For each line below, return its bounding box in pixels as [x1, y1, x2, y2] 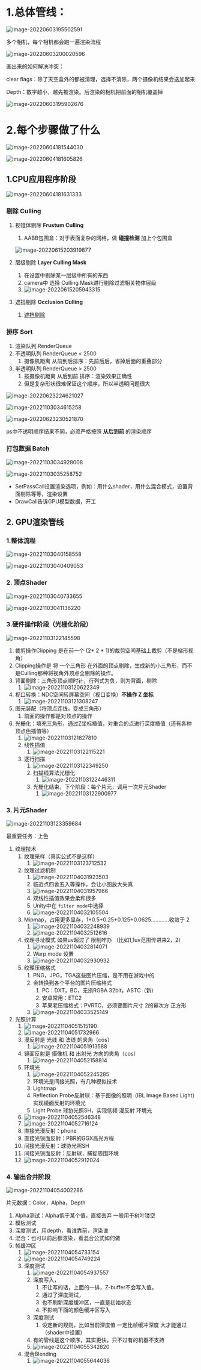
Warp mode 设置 [32, 950, 74, 957]
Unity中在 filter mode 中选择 [32, 902, 104, 909]
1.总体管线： [6, 5, 67, 19]
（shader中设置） [41, 1329, 86, 1336]
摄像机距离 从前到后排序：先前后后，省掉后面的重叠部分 [23, 358, 163, 365]
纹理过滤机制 [23, 867, 56, 874]
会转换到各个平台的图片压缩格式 [32, 979, 112, 986]
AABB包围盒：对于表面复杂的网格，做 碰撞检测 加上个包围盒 [23, 234, 173, 241]
